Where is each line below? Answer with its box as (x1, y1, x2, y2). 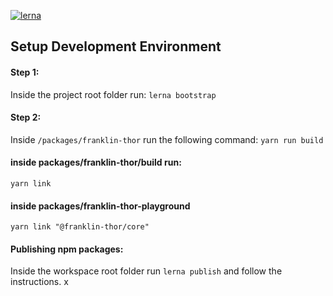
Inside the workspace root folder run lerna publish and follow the (10, 265, 283, 277)
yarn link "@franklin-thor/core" (10, 222, 150, 232)
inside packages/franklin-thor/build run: (10, 156, 182, 169)
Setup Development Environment (10, 38, 222, 55)
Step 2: (10, 111, 42, 124)
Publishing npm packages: (10, 243, 124, 255)
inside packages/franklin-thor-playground (10, 200, 191, 212)
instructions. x (10, 276, 69, 288)
